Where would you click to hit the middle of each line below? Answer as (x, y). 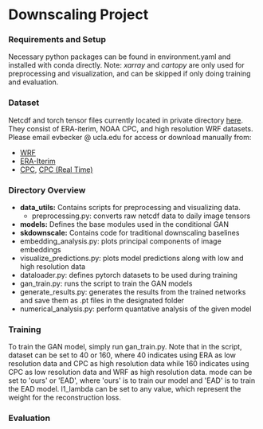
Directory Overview (47, 190)
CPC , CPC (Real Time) (56, 170)
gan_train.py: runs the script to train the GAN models (106, 283)
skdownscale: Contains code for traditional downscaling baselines (130, 233)
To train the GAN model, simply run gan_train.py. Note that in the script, (125, 347)
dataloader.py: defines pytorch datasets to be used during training (128, 275)
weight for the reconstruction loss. (65, 398)
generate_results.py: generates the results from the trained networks (133, 292)
